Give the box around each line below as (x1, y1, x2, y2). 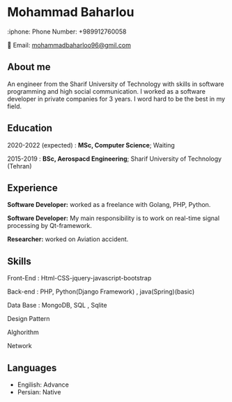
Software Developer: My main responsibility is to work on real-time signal (7, 214, 220, 222)
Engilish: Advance (17, 380, 70, 389)
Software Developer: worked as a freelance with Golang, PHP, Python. (7, 201, 211, 209)
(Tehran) (7, 161, 32, 170)
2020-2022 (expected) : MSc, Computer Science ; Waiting (7, 141, 176, 149)
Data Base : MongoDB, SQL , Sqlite (7, 301, 107, 310)
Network (7, 342, 33, 350)
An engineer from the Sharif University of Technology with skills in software (7, 80, 224, 88)
